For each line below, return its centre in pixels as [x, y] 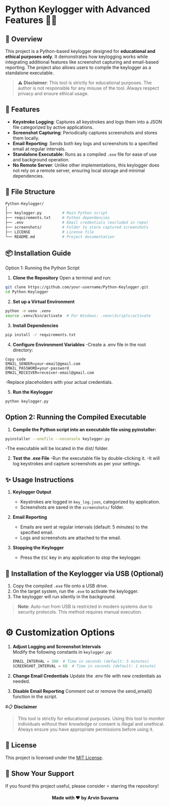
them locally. [26, 138]
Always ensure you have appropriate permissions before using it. [86, 729]
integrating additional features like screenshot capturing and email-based [82, 62]
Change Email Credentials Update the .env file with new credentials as [87, 676]
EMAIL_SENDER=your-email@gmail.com [43, 364]
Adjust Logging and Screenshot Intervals [57, 646]
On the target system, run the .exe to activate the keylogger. [75, 591]
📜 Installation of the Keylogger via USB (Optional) [84, 574]
